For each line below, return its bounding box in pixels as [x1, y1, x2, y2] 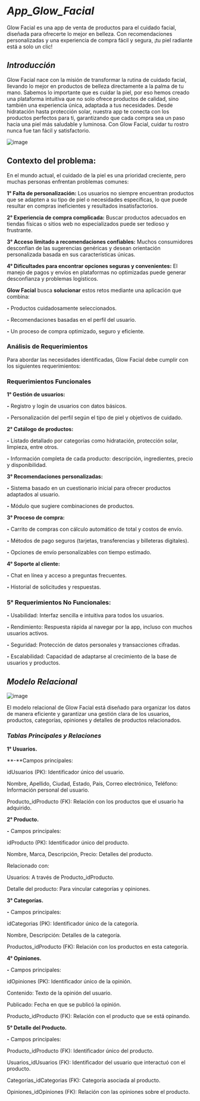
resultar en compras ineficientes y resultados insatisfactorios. [7, 202, 158, 210]
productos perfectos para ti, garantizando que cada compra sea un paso [7, 114, 185, 121]
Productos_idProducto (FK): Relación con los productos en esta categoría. [7, 943, 189, 950]
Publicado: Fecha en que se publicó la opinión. [7, 1001, 121, 1008]
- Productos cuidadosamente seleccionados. [7, 305, 117, 312]
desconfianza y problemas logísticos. [7, 275, 99, 282]
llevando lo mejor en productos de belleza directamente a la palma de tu [7, 82, 184, 90]
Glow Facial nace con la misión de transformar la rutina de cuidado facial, [7, 76, 187, 83]
